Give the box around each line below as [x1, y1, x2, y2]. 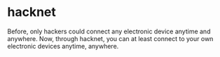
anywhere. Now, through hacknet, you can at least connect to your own [7, 34, 214, 42]
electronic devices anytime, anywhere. [7, 42, 119, 50]
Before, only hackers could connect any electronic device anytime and [7, 27, 211, 35]
